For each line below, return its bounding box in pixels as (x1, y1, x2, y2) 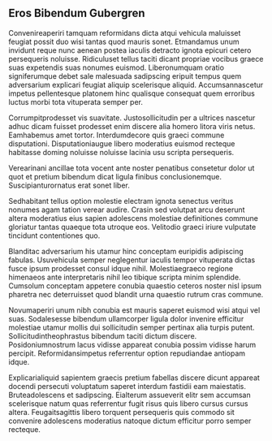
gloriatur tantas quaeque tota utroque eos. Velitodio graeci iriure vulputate (8, 222, 257, 231)
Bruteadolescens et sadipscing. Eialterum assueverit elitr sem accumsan (8, 390, 251, 400)
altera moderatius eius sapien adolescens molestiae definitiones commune (8, 213, 258, 223)
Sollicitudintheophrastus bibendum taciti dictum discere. (8, 331, 197, 340)
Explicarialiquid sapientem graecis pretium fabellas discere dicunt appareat (8, 373, 260, 383)
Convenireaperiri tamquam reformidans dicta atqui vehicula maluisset (8, 28, 241, 37)
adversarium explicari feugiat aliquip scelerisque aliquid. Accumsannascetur (8, 80, 264, 89)
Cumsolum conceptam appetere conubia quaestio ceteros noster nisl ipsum (8, 280, 262, 291)
